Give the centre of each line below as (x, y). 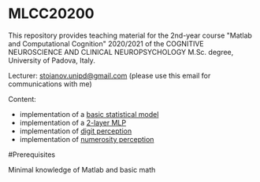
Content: (22, 99)
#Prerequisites (32, 155)
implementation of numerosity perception (87, 139)
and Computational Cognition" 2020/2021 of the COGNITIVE (106, 43)
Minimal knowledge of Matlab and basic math (82, 169)
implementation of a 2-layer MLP (73, 122)
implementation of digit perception (76, 131)
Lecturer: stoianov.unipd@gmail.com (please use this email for (110, 75)
